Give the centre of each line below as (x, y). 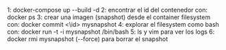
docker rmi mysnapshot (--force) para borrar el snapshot (88, 39)
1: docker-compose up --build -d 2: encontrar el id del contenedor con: (107, 10)
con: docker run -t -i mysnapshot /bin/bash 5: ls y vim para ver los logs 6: (111, 32)
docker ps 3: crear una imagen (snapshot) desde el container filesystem (109, 17)
